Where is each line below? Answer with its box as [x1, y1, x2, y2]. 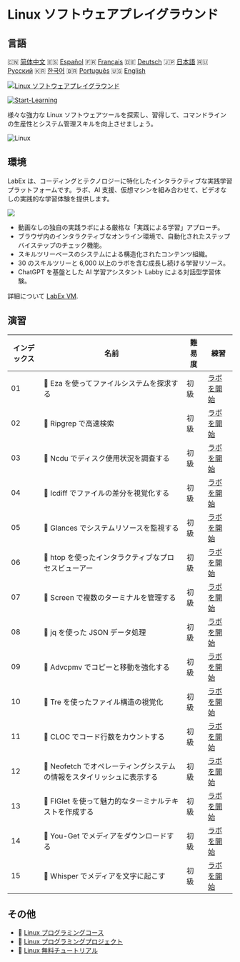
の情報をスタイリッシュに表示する [44, 772, 159, 782]
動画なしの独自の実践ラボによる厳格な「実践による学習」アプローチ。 [17, 223, 224, 231]
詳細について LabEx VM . [7, 291, 79, 300]
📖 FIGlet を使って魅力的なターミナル [44, 796, 165, 806]
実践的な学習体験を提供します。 [19, 194, 114, 203]
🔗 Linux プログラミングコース [17, 928, 104, 937]
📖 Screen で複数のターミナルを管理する [44, 592, 176, 602]
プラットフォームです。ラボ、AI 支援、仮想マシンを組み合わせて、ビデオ [7, 185, 221, 194]
